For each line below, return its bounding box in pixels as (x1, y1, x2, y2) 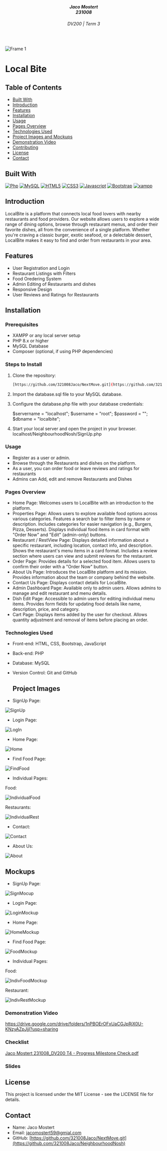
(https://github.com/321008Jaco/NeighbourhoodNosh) (12, 1140, 126, 1146)
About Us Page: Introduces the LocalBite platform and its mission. (12, 569, 148, 575)
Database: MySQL (12, 660, 50, 666)
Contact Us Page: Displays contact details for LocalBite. (12, 580, 127, 586)
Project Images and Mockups (12, 134, 73, 140)
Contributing (12, 144, 38, 151)
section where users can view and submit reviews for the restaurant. (12, 553, 154, 559)
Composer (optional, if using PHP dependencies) (12, 348, 113, 354)
